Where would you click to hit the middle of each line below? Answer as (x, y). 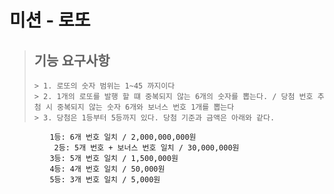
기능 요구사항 (72, 60)
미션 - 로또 (50, 20)
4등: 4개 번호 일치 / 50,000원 (107, 169)
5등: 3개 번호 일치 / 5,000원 (105, 180)
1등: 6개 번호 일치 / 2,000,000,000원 (123, 137)
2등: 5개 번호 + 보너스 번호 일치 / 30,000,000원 (146, 148)
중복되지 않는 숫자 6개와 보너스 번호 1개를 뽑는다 (145, 107)
